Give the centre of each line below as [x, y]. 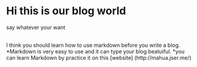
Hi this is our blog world [66, 11]
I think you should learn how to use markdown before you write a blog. [93, 45]
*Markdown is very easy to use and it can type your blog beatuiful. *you [96, 51]
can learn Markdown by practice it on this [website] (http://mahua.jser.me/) [99, 58]
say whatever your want [36, 27]
